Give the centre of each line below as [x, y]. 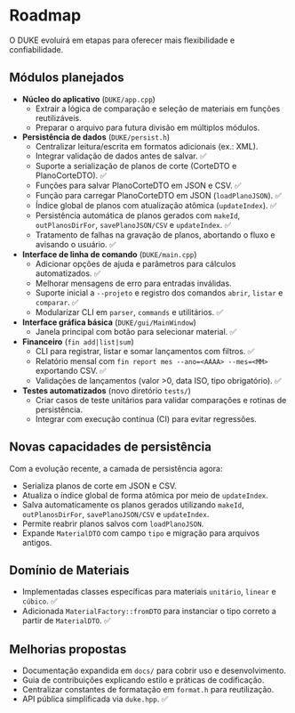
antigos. [37, 542]
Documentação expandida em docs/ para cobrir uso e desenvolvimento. [154, 671]
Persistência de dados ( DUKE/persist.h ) [96, 137]
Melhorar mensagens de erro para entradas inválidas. [134, 283]
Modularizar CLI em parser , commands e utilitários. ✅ [129, 312]
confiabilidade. [36, 49]
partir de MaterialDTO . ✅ [66, 620]
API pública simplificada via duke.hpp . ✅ [95, 699]
